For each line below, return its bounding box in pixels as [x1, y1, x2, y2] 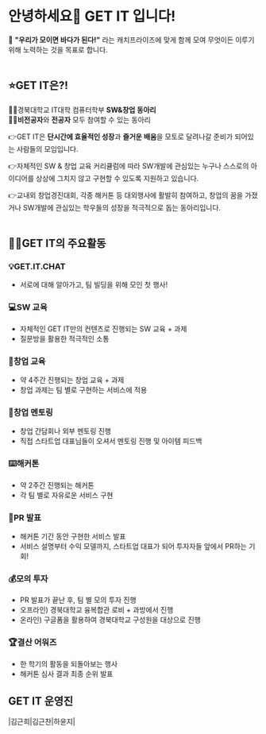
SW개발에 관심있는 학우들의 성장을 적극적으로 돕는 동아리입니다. [22, 203, 221, 212]
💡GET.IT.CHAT [8, 261, 66, 272]
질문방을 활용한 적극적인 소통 [19, 334, 110, 343]
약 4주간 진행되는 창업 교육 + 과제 [19, 375, 125, 385]
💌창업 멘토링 [8, 407, 53, 418]
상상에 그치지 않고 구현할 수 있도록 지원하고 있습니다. [35, 173, 199, 183]
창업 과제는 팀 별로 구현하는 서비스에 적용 [19, 385, 148, 395]
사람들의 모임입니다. [16, 144, 79, 153]
